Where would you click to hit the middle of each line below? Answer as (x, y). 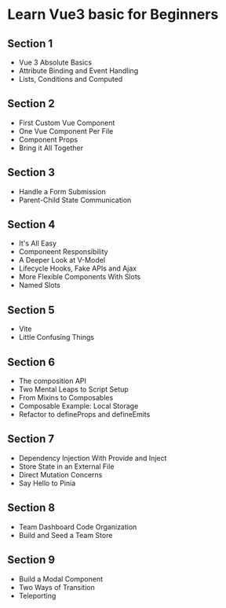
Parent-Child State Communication (75, 200)
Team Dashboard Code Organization (78, 527)
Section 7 (31, 439)
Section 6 (31, 362)
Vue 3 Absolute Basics (55, 62)
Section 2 (31, 104)
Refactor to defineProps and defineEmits (84, 415)
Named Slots (39, 286)
